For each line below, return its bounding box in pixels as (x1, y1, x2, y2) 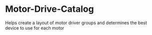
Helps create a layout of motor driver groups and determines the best (5, 20, 148, 26)
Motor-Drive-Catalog (5, 3, 94, 15)
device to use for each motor (5, 25, 65, 31)
